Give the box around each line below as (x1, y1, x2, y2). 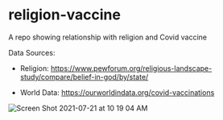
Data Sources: (8, 48, 56, 57)
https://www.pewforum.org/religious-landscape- (51, 63, 213, 73)
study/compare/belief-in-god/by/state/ (19, 72, 149, 81)
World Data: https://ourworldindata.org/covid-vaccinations (19, 87, 215, 97)
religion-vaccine (8, 6, 121, 24)
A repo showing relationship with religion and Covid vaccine (8, 32, 208, 42)
